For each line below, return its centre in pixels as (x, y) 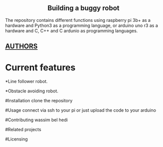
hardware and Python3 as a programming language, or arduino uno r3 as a (81, 25)
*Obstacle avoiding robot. (32, 91)
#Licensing (17, 139)
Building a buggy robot (83, 8)
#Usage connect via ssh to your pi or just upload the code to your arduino (81, 110)
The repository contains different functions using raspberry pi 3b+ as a (78, 20)
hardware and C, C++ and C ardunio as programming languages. (72, 31)
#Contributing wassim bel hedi (37, 120)
